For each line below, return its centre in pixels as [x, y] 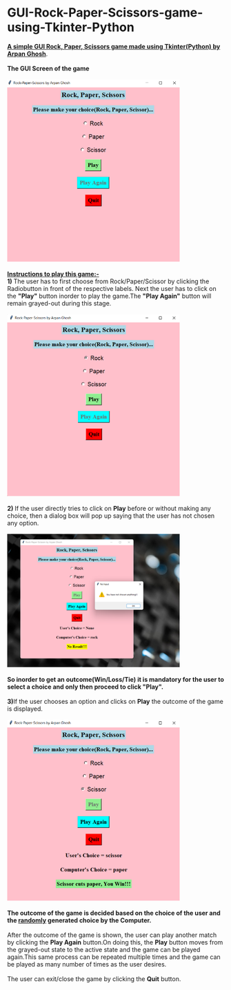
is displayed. [25, 709]
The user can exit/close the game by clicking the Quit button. [94, 979]
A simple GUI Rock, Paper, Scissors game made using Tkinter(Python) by [114, 46]
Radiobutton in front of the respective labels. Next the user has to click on [112, 289]
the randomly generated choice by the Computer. [79, 920]
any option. [23, 523]
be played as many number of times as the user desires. [87, 964]
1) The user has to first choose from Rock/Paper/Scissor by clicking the [108, 281]
